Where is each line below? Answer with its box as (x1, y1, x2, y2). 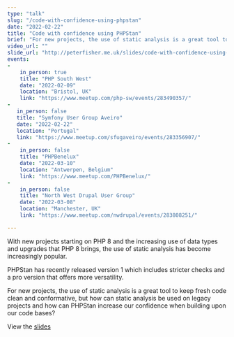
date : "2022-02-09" (19, 82, 77, 89)
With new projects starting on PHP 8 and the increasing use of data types (7, 237, 218, 245)
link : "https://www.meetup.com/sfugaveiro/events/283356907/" (16, 134, 201, 141)
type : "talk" (7, 10, 45, 17)
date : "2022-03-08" (19, 199, 77, 206)
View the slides (7, 322, 51, 331)
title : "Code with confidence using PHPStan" (7, 29, 141, 37)
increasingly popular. (7, 252, 68, 260)
